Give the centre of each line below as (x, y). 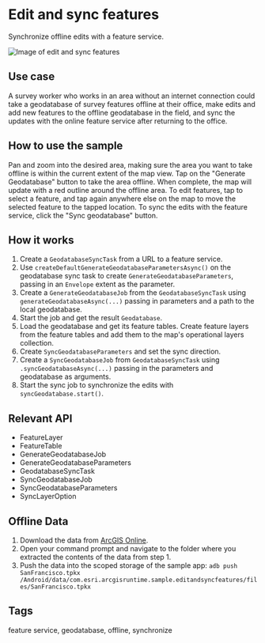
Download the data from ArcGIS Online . (84, 540)
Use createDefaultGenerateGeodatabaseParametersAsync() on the (125, 267)
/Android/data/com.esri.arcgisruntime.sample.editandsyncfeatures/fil (138, 580)
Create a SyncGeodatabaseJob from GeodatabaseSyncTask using (119, 360)
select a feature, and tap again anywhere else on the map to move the (122, 199)
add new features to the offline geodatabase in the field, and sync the (122, 112)
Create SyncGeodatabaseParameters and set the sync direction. (120, 352)
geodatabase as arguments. (65, 376)
